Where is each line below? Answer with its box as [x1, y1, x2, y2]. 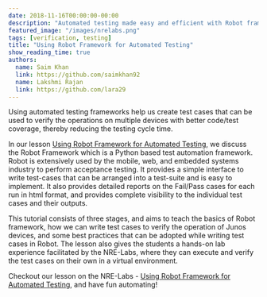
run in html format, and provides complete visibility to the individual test [8, 190, 242, 199]
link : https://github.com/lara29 [15, 85, 126, 94]
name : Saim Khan [15, 64, 69, 71]
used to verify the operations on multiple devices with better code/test [8, 116, 239, 125]
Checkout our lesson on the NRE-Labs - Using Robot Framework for [8, 272, 231, 281]
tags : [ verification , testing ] [8, 33, 112, 42]
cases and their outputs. [8, 199, 88, 208]
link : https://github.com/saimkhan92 [15, 71, 141, 79]
